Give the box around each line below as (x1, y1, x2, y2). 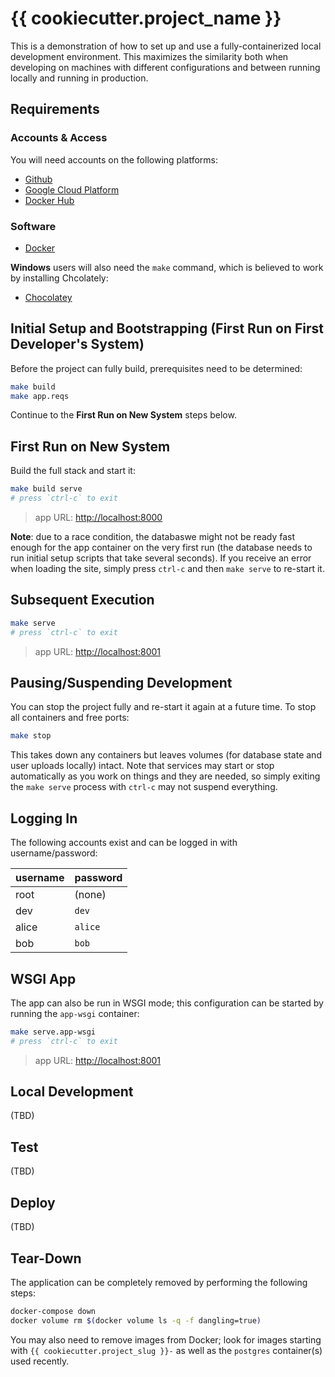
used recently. (10, 1355, 70, 1367)
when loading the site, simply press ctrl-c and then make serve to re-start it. (10, 563, 325, 575)
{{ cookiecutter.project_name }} (10, 7, 282, 30)
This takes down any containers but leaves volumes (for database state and (10, 749, 322, 761)
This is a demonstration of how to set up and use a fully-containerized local (10, 40, 322, 52)
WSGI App (10, 970, 77, 987)
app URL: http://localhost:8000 (34, 512, 163, 524)
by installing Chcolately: (10, 272, 109, 284)
